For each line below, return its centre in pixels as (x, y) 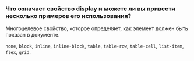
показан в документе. (33, 35)
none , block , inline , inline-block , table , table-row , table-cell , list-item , (95, 46)
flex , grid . (18, 52)
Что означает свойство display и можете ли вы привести (91, 9)
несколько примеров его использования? (68, 16)
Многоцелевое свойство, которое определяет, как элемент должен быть (97, 28)
